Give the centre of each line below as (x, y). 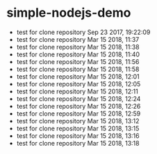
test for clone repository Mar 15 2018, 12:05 (78, 84)
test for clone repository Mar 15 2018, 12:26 (78, 106)
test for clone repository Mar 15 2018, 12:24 (78, 98)
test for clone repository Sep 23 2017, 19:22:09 (83, 32)
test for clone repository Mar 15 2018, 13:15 (78, 128)
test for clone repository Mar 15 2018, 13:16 (78, 136)
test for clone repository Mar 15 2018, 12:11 (77, 91)
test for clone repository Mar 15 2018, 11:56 (78, 61)
